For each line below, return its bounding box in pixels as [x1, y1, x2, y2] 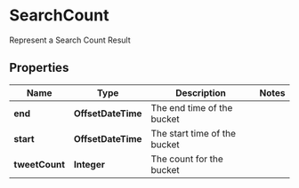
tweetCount [13, 158, 65, 170]
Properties [9, 60, 69, 75]
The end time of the [150, 101, 233, 114]
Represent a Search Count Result [9, 35, 131, 45]
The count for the [150, 153, 224, 165]
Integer [73, 158, 105, 170]
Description [174, 86, 227, 98]
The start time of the [150, 127, 236, 139]
